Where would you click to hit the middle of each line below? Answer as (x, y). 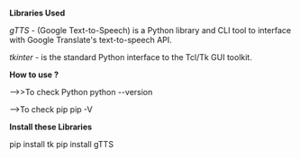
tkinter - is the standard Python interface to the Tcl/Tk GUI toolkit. (131, 57)
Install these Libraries (51, 127)
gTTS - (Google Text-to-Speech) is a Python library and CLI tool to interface (150, 30)
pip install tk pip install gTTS (62, 144)
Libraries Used (37, 13)
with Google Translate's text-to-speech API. (91, 40)
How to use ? (34, 75)
